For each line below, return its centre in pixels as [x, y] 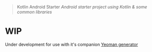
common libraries [34, 12]
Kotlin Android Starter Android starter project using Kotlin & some [82, 7]
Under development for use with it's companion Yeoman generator [71, 44]
